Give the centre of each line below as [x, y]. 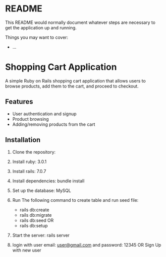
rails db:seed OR [36, 220]
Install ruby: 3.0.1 [29, 162]
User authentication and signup [44, 114]
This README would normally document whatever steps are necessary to [80, 22]
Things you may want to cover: [37, 37]
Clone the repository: [34, 152]
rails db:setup [34, 225]
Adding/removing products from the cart [54, 124]
